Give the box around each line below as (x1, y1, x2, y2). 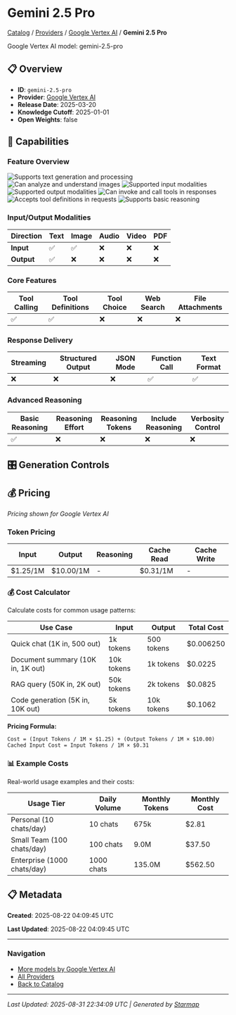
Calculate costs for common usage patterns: (7, 606, 136, 614)
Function (151, 353, 182, 363)
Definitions (51, 303, 90, 313)
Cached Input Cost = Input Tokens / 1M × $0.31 (7, 742, 150, 749)
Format (196, 362, 221, 372)
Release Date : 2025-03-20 (17, 100, 97, 108)
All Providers (17, 972, 55, 981)
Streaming (11, 358, 47, 367)
